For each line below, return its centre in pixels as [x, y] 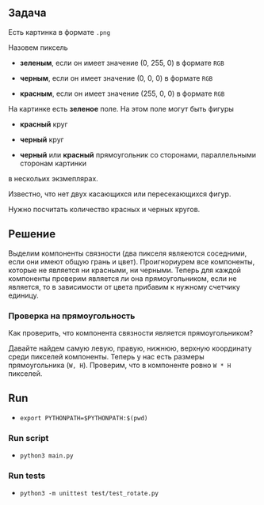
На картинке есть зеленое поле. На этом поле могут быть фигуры [121, 108]
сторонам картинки [53, 163]
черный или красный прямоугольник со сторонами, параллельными [138, 154]
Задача [27, 13]
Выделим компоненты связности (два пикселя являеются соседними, [128, 253]
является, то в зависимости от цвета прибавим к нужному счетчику [124, 287]
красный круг [44, 124]
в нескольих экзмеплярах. [54, 178]
